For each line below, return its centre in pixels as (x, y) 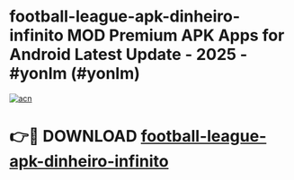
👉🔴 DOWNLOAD (73, 137)
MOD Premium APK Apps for (176, 35)
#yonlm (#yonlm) (75, 74)
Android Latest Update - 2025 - (129, 55)
